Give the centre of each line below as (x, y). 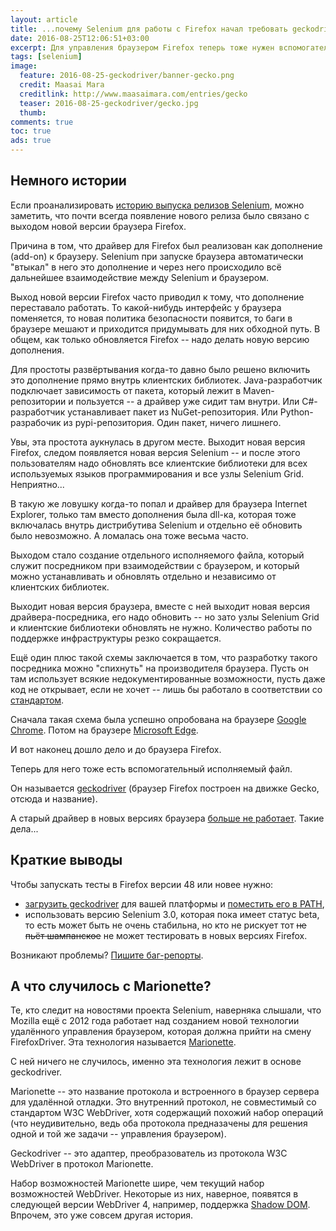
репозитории (38, 401)
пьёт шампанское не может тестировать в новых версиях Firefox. (166, 935)
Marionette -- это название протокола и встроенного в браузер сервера (165, 1092)
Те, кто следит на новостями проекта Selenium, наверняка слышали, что (166, 1010)
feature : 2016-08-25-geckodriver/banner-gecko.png (127, 76)
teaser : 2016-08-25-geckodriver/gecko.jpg (109, 103)
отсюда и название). (54, 798)
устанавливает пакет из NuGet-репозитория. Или (172, 412)
